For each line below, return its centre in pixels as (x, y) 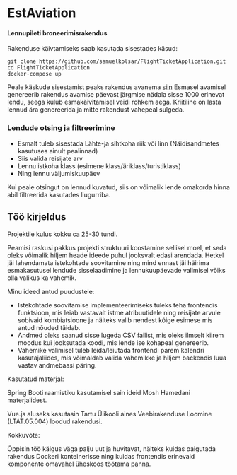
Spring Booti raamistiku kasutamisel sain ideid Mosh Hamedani (99, 392)
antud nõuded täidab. (49, 327)
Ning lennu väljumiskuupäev (59, 173)
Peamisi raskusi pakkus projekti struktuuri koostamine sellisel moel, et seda (117, 247)
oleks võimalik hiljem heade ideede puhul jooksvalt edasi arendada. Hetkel (116, 255)
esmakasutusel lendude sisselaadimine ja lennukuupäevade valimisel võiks (116, 270)
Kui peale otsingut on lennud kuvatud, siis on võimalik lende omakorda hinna (118, 187)
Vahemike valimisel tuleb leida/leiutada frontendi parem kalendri (111, 350)
